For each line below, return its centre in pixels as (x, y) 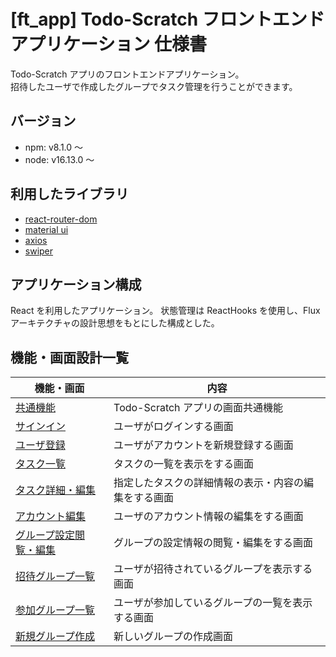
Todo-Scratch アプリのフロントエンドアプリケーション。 (127, 74)
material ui (46, 229)
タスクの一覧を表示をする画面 (184, 464)
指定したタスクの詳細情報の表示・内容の (209, 483)
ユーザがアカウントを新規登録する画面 (203, 445)
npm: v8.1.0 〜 (54, 147)
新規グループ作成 (55, 637)
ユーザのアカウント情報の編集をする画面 (208, 517)
